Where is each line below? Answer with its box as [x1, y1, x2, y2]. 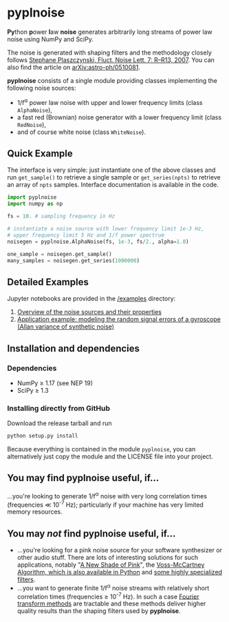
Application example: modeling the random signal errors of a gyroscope [17, 315, 221, 324]
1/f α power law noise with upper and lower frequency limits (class [17, 97, 203, 106]
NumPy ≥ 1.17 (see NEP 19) [17, 378, 93, 387]
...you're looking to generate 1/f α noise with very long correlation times [7, 490, 208, 500]
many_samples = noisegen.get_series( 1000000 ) [7, 257, 140, 264]
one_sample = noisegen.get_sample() [7, 251, 112, 257]
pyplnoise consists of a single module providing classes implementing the [7, 76, 218, 84]
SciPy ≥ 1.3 [17, 386, 50, 394]
